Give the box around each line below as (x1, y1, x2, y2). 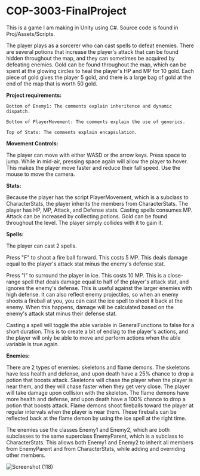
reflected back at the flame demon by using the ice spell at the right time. (6, 414, 187, 422)
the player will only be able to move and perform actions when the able (6, 334, 181, 341)
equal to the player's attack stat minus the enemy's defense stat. (6, 260, 165, 267)
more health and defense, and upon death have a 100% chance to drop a (6, 395, 186, 402)
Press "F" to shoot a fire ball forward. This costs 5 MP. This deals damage (6, 254, 188, 261)
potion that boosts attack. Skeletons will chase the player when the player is (6, 376, 193, 383)
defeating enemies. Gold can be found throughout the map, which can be (6, 61, 187, 68)
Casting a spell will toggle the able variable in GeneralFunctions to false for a (6, 321, 195, 328)
